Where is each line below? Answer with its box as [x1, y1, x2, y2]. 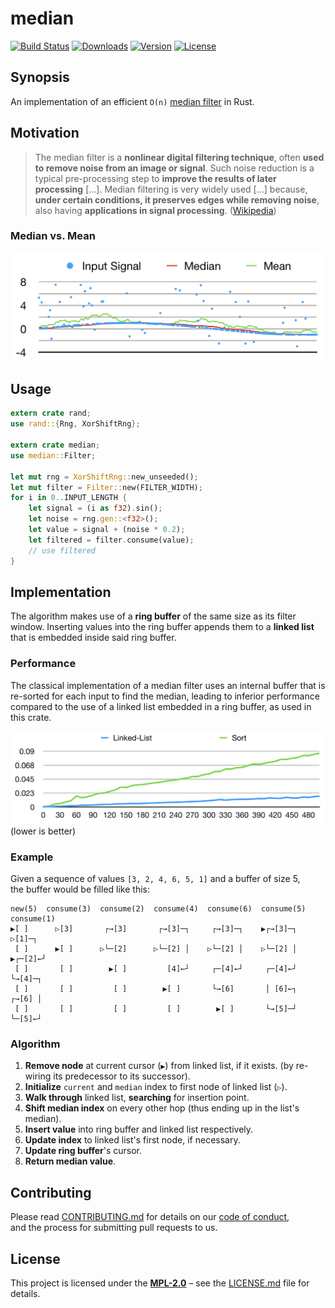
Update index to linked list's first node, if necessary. [24, 1134, 241, 1146]
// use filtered [28, 545, 97, 556]
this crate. [10, 711, 52, 723]
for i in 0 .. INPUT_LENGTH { [10, 493, 128, 503]
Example [10, 850, 54, 864]
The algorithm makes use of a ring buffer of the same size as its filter [10, 610, 297, 622]
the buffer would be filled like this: [10, 883, 150, 896]
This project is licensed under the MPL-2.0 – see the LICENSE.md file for [10, 1277, 310, 1289]
